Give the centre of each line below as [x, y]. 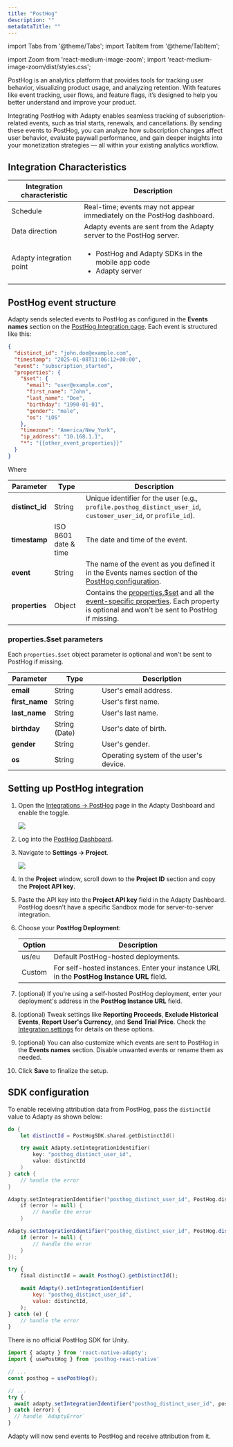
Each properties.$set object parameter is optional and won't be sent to [110, 655]
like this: [20, 334]
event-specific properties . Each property [153, 601]
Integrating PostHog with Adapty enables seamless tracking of [97, 116]
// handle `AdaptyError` [50, 1417]
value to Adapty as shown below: [55, 1117]
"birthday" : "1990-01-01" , [65, 405]
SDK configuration [48, 1093]
